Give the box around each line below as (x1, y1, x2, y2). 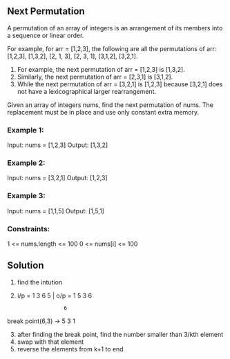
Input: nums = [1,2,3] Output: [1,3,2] (7, 141, 108, 149)
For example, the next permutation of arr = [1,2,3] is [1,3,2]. (17, 65, 185, 73)
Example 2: (7, 158, 46, 168)
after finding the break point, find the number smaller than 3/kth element (17, 330, 224, 338)
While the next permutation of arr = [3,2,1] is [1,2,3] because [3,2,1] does (17, 79, 223, 88)
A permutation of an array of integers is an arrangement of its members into (7, 23, 223, 32)
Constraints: (7, 224, 50, 233)
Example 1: (7, 125, 44, 135)
